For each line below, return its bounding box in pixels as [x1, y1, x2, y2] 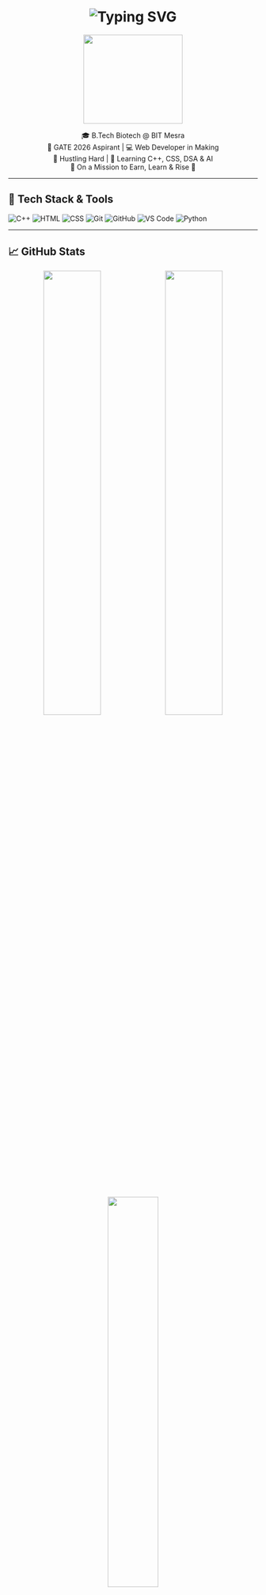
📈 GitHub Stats [8, 245, 85, 259]
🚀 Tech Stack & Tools [8, 192, 113, 206]
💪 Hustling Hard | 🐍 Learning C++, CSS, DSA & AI [52, 154, 214, 163]
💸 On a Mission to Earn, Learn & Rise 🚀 [70, 162, 196, 172]
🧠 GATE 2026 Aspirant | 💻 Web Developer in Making [47, 142, 219, 152]
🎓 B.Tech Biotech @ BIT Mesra [81, 131, 185, 140]
